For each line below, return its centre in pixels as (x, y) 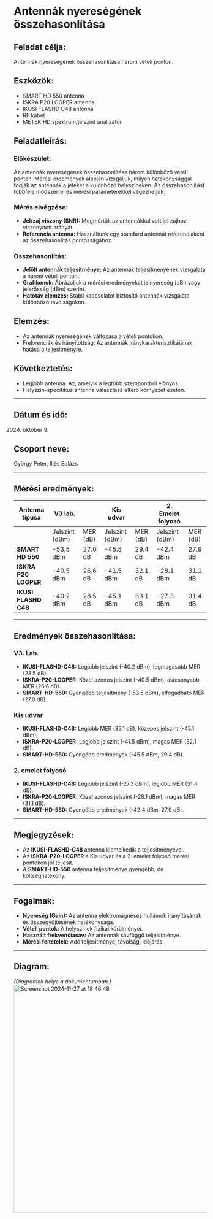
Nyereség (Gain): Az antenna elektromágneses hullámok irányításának (112, 916)
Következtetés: (43, 368)
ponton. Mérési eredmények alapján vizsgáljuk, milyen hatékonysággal (103, 179)
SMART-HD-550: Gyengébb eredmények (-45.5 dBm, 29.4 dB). (103, 755)
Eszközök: (34, 81)
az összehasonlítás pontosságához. (68, 240)
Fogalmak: (34, 901)
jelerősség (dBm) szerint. (54, 289)
